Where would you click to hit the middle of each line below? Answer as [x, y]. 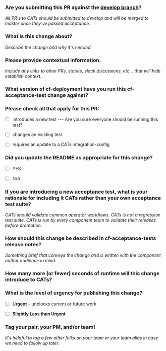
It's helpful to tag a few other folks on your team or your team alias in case [82, 338]
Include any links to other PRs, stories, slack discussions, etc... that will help [83, 70]
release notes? [23, 244]
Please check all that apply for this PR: [52, 108]
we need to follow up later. [32, 343]
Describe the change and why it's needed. [49, 47]
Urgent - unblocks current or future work [54, 304]
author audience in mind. [31, 261]
